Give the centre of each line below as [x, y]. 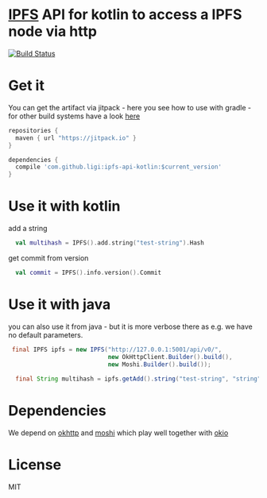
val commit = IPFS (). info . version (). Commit [88, 272]
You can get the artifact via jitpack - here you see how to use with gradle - [130, 107]
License [35, 465]
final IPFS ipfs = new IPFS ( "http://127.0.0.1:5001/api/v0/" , [117, 349]
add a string [28, 229]
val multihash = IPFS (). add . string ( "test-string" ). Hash [110, 243]
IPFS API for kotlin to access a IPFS [125, 15]
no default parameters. [46, 334]
